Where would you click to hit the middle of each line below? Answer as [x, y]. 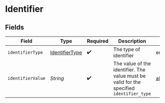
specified [124, 88]
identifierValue [27, 78]
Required [98, 41]
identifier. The [129, 70]
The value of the [132, 64]
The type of [127, 49]
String [57, 78]
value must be [129, 76]
